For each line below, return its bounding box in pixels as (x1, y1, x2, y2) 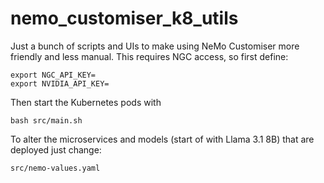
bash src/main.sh (10, 115, 83, 126)
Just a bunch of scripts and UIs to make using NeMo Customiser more (10, 40, 300, 52)
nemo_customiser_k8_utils (10, 7, 239, 30)
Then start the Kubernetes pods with (10, 96, 162, 108)
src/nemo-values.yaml (10, 163, 101, 173)
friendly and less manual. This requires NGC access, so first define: (10, 50, 289, 62)
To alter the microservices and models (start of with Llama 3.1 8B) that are (10, 133, 315, 145)
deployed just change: (10, 143, 102, 156)
